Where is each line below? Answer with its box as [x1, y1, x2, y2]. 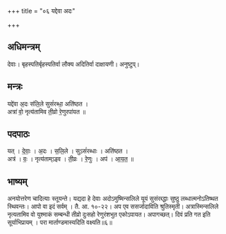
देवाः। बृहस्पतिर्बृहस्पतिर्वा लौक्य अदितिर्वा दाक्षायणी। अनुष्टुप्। [7, 60, 140, 68]
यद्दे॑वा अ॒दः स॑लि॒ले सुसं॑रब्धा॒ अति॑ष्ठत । [7, 99, 88, 108]
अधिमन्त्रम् [7, 41, 40, 53]
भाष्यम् [7, 175, 28, 187]
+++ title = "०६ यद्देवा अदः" [7, 7, 76, 15]
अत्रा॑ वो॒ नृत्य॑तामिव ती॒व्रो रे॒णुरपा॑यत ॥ [7, 107, 86, 116]
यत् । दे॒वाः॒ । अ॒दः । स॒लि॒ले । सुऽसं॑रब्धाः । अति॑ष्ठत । [7, 147, 129, 155]
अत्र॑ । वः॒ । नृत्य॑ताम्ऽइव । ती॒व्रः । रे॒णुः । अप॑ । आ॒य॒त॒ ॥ [7, 155, 134, 164]
